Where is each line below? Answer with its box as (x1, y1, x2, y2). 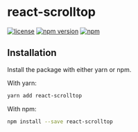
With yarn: (7, 79, 37, 87)
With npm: (7, 104, 37, 113)
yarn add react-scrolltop (7, 92, 82, 99)
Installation (7, 47, 57, 59)
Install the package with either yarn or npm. (7, 65, 132, 73)
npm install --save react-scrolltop (7, 118, 113, 125)
